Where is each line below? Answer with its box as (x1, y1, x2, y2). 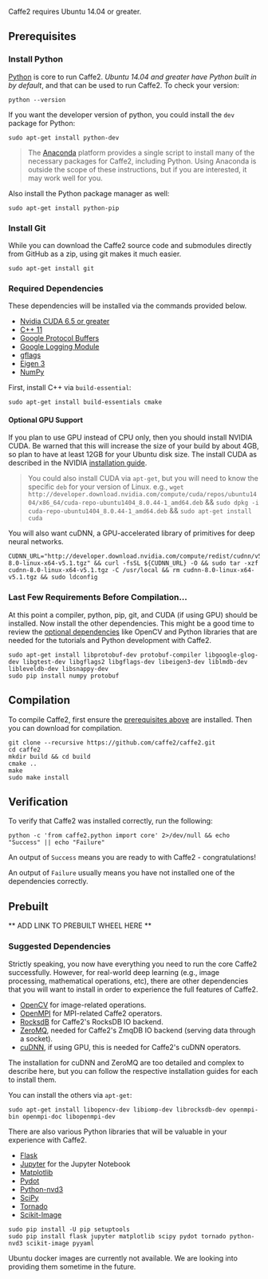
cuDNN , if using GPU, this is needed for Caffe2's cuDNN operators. (19, 1042, 242, 1052)
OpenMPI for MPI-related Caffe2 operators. (19, 1009, 163, 1018)
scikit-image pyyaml (26, 1239, 94, 1247)
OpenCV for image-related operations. (19, 1000, 147, 1009)
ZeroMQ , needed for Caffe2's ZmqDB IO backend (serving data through (19, 1025, 256, 1035)
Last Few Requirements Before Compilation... (8, 592, 187, 603)
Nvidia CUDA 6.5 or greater (19, 317, 110, 326)
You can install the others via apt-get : (8, 1090, 132, 1099)
